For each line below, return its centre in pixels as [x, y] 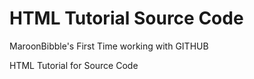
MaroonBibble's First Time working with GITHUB [109, 46]
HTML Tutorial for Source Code [74, 65]
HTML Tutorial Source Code [126, 18]
